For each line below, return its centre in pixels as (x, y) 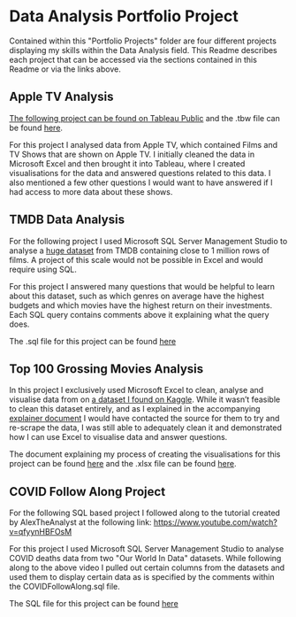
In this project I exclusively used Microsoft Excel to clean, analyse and (137, 390)
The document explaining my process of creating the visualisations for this (145, 454)
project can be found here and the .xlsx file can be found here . (123, 464)
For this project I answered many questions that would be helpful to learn (142, 286)
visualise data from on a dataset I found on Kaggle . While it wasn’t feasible (145, 399)
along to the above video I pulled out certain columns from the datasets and (147, 567)
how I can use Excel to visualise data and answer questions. (118, 437)
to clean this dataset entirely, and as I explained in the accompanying (135, 409)
